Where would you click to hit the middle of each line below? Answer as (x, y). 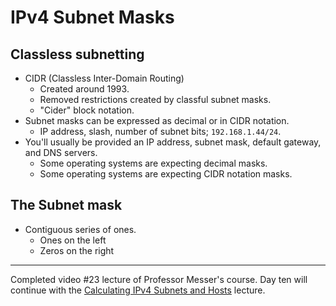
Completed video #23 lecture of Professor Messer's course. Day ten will (159, 279)
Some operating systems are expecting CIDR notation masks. (166, 174)
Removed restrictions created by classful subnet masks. (155, 99)
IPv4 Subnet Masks (92, 17)
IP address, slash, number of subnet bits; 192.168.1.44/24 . (160, 131)
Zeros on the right (77, 250)
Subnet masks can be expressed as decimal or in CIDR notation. (157, 120)
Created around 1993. (84, 89)
